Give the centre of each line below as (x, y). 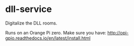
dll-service (28, 9)
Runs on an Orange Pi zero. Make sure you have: (56, 32)
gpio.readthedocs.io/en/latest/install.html (48, 38)
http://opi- (118, 32)
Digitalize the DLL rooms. (31, 23)
